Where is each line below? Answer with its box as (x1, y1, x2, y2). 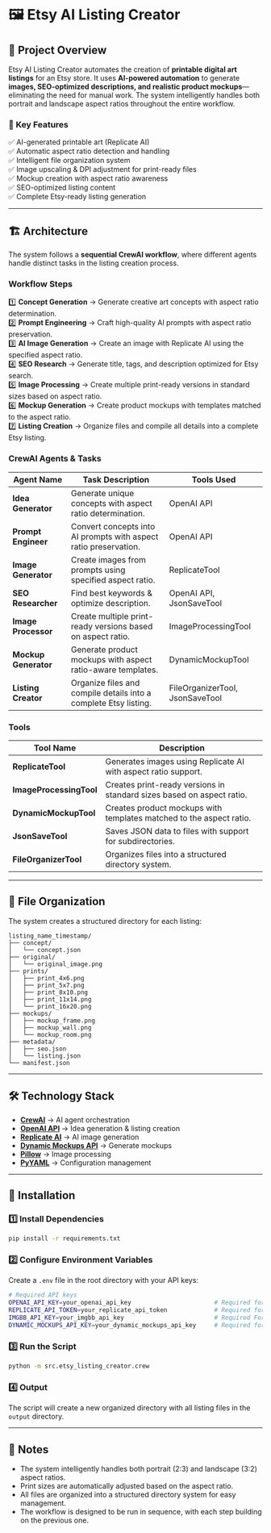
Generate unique (70, 487, 135, 499)
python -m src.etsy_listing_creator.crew (8, 1362, 150, 1371)
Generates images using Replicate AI (105, 756, 244, 766)
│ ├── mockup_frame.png (8, 1017, 95, 1025)
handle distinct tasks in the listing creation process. (8, 258, 179, 268)
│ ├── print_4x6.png (8, 974, 85, 982)
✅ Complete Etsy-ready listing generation (8, 192, 147, 202)
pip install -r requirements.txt (8, 1234, 121, 1243)
